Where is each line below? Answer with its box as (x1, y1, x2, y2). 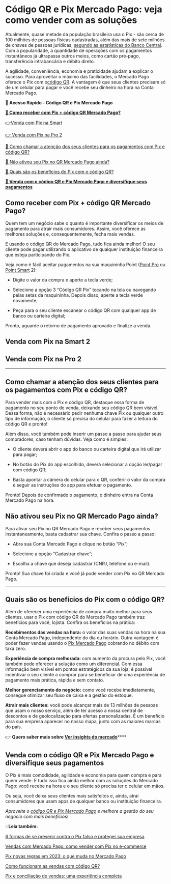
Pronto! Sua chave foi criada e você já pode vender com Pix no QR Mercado (5, 570, 165, 576)
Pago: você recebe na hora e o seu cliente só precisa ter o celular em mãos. (5, 783, 165, 789)
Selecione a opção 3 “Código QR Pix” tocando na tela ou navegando (12, 287, 156, 293)
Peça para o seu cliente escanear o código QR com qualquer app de (12, 307, 156, 313)
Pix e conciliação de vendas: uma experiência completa (5, 873, 122, 879)
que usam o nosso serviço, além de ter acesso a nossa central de (5, 707, 143, 714)
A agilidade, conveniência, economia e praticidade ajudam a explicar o (5, 68, 154, 74)
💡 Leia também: (5, 823, 38, 830)
